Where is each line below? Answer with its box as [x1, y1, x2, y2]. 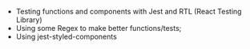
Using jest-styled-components [15, 32, 118, 41]
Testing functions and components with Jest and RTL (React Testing [15, 7, 242, 16]
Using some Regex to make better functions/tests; [15, 24, 182, 32]
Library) [15, 15, 42, 24]
